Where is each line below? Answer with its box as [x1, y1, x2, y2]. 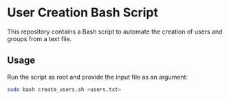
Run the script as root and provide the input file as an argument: [7, 73, 188, 81]
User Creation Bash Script [7, 5, 158, 21]
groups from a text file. [7, 34, 72, 42]
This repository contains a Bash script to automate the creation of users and [7, 27, 223, 36]
